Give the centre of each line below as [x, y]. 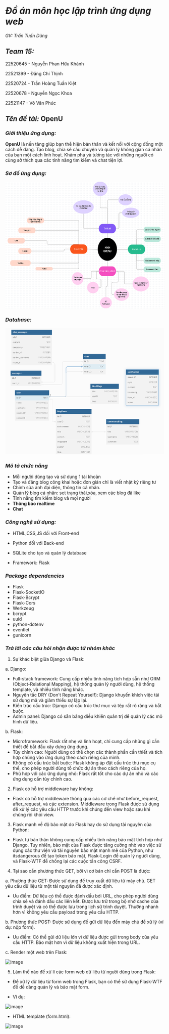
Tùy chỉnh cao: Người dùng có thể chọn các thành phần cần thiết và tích [88, 752]
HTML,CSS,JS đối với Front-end [46, 533]
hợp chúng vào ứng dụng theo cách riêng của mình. [67, 758]
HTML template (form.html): [41, 1016]
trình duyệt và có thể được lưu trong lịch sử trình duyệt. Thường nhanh [86, 907]
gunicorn [22, 635]
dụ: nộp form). [20, 927]
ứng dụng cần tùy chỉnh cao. [42, 779]
